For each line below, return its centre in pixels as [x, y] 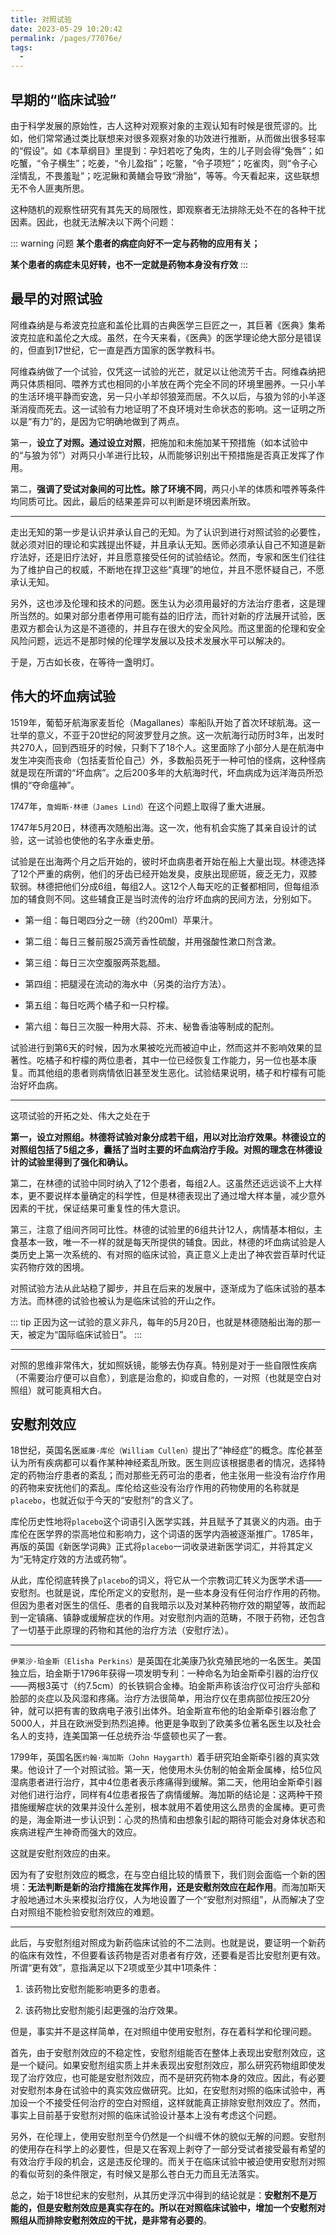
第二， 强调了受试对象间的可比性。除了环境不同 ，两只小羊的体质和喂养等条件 [168, 488]
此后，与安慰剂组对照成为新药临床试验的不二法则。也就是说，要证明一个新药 [168, 1943]
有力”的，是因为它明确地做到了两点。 [108, 421]
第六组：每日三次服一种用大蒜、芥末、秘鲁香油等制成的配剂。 [152, 1026]
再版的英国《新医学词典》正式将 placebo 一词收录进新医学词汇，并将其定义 [162, 1547]
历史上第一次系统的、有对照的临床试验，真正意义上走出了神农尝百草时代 [167, 1254]
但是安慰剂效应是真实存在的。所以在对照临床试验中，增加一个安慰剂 [176, 2208]
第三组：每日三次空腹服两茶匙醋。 [95, 962]
